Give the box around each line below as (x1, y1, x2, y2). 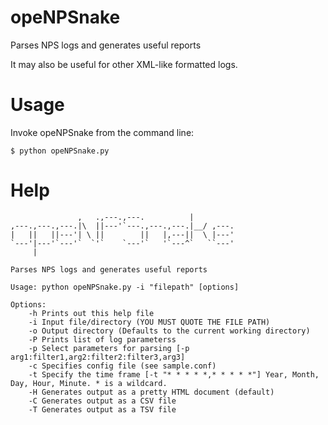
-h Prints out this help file (28, 308, 155, 318)
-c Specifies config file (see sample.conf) (28, 361, 217, 371)
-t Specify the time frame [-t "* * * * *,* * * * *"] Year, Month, (28, 369, 320, 380)
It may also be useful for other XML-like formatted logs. (10, 58, 238, 70)
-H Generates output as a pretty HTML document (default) (28, 387, 275, 397)
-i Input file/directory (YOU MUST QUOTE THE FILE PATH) (28, 317, 271, 327)
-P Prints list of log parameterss (28, 334, 177, 345)
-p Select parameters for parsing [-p (28, 343, 190, 353)
